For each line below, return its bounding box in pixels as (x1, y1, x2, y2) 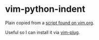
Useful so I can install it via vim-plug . (5, 29, 80, 35)
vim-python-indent (5, 3, 85, 15)
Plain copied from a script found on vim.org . (5, 20, 95, 26)
